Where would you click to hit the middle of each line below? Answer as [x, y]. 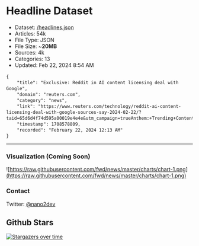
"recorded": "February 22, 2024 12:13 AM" [70, 130]
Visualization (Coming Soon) [48, 156]
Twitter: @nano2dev [31, 204]
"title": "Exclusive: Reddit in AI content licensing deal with [98, 82]
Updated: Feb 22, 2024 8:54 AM [54, 65]
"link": [26, 106]
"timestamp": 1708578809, [49, 124]
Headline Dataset [49, 11]
